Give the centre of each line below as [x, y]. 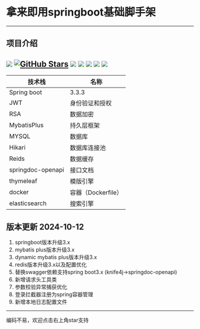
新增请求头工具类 [36, 279]
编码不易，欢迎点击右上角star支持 [48, 320]
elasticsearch [28, 203]
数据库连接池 [88, 148]
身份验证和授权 [91, 103]
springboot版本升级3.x [42, 242]
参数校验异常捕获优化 [41, 287]
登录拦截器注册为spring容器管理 [54, 294]
